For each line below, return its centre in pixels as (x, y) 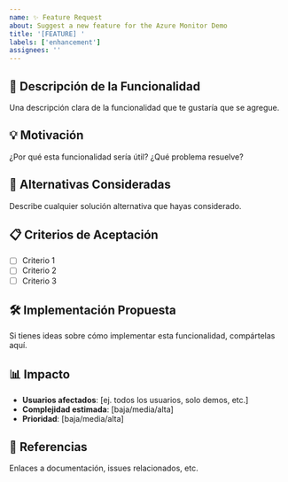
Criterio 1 (39, 260)
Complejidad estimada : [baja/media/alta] (98, 409)
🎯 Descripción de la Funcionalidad (105, 86)
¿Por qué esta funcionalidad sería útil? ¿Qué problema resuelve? (126, 157)
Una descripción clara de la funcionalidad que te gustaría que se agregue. (144, 107)
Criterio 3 (39, 281)
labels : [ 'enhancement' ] (55, 42)
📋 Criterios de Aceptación (84, 234)
